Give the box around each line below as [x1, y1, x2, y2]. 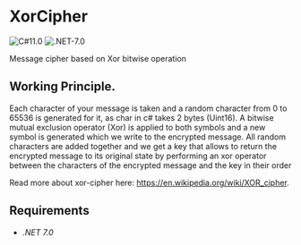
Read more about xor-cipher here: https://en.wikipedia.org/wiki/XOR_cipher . [9, 177, 289, 188]
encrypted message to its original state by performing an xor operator [9, 150, 267, 161]
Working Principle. [9, 79, 116, 95]
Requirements [9, 203, 90, 218]
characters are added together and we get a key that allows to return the [9, 140, 278, 151]
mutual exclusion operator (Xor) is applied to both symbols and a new [9, 122, 266, 132]
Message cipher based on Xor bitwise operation [9, 53, 186, 63]
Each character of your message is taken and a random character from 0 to [9, 103, 288, 114]
